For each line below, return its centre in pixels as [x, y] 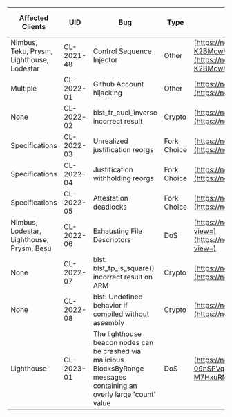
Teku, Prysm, [32, 51]
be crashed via [117, 351]
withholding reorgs [123, 178]
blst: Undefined [118, 297]
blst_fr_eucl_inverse [125, 112]
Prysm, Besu [31, 248]
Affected [34, 18]
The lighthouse [117, 334]
